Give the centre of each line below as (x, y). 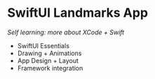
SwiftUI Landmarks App (78, 13)
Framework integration (50, 68)
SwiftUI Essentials (43, 45)
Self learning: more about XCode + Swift (66, 32)
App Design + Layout (48, 60)
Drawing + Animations (49, 53)
